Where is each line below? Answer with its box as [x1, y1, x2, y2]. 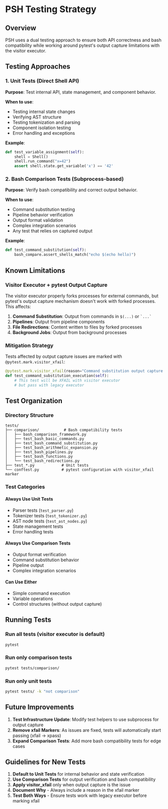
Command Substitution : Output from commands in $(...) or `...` [12, 313, 152, 319]
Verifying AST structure [12, 114, 62, 120]
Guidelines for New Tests [5, 758, 86, 767]
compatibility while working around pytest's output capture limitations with [5, 42, 160, 48]
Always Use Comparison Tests [5, 540, 71, 546]
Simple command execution [12, 590, 70, 596]
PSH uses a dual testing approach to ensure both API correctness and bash [5, 37, 162, 43]
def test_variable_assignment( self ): [5, 149, 85, 154]
